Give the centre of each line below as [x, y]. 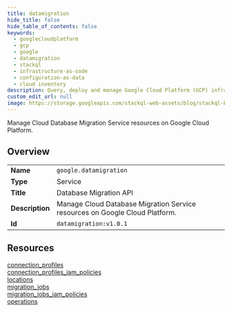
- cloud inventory [40, 84]
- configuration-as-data [49, 77]
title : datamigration [38, 13]
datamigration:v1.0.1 [92, 223]
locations [20, 279]
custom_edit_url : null [40, 97]
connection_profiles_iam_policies [55, 272]
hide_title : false [33, 20]
